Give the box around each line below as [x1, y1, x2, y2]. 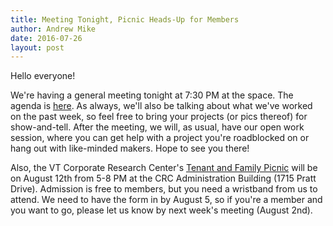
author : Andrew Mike [10, 24, 97, 34]
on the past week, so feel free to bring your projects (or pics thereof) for [10, 111, 308, 123]
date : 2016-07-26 [10, 33, 83, 43]
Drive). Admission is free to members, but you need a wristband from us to [10, 183, 318, 195]
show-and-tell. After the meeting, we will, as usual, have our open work [10, 121, 305, 133]
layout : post [10, 42, 65, 53]
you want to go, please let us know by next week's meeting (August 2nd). [10, 204, 313, 216]
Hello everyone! [10, 70, 76, 82]
